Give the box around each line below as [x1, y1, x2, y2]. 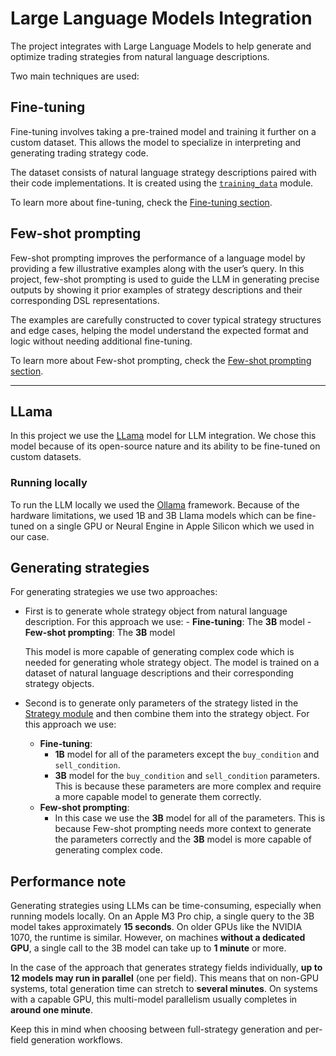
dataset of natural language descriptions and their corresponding [24, 667, 294, 679]
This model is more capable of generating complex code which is [24, 646, 295, 658]
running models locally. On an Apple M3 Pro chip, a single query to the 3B [10, 910, 315, 922]
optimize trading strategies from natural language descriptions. [10, 50, 270, 62]
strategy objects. [24, 678, 95, 690]
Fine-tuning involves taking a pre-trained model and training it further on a [10, 125, 317, 137]
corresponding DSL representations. [10, 294, 160, 306]
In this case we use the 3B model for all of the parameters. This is [54, 812, 326, 824]
